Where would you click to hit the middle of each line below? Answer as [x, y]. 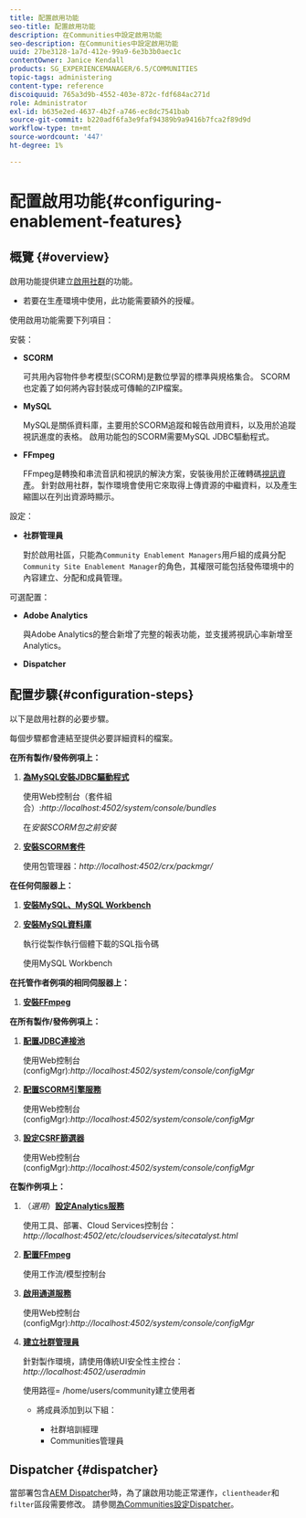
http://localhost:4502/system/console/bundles [129, 807]
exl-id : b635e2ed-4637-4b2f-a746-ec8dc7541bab [100, 111]
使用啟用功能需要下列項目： [62, 320]
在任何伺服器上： [42, 885]
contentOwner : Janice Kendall [67, 60]
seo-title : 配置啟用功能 [53, 27]
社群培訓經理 [74, 1429]
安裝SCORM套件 [54, 846]
